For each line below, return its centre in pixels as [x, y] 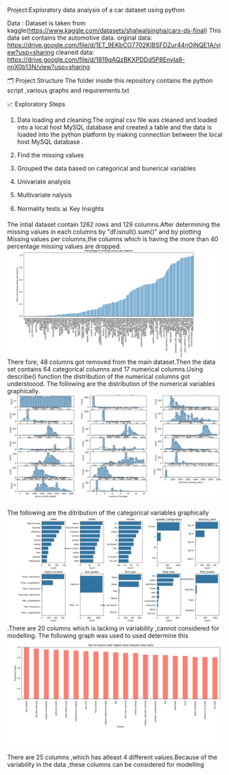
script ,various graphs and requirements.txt [68, 90]
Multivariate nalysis [44, 195]
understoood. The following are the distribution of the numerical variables [111, 384]
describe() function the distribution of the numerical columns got [99, 377]
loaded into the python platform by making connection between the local [120, 134]
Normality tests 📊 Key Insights [60, 209]
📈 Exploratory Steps [36, 104]
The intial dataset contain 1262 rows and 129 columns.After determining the [114, 224]
